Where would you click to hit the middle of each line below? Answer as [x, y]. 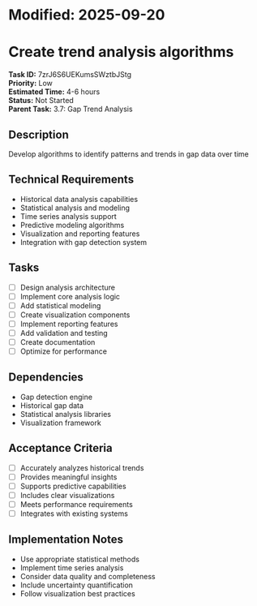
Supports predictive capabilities [73, 486]
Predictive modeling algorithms [72, 225]
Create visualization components [75, 315]
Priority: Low [30, 84]
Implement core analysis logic [70, 296]
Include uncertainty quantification [77, 585]
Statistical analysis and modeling [75, 208]
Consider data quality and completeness [88, 576]
